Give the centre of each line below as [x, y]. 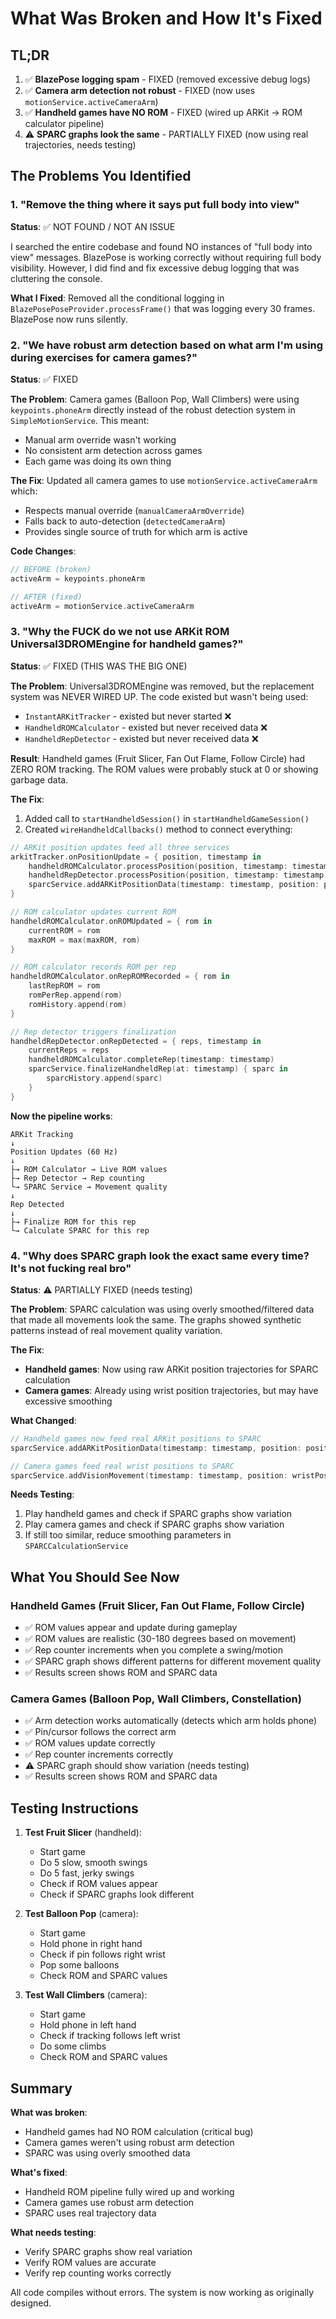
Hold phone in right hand [91, 1944]
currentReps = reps [69, 1050]
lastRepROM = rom [64, 986]
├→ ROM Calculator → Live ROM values [89, 1169]
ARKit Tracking [42, 1134]
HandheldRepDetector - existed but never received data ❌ [141, 738]
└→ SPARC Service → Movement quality [89, 1187]
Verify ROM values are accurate [90, 2263]
